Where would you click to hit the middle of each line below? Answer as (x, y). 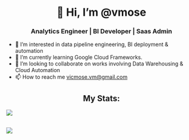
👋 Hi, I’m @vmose (101, 12)
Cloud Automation (37, 70)
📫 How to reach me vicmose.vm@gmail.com (71, 77)
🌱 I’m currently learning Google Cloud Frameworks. (79, 58)
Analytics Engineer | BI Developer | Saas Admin (101, 32)
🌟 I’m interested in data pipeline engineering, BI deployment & (91, 44)
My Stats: (101, 98)
